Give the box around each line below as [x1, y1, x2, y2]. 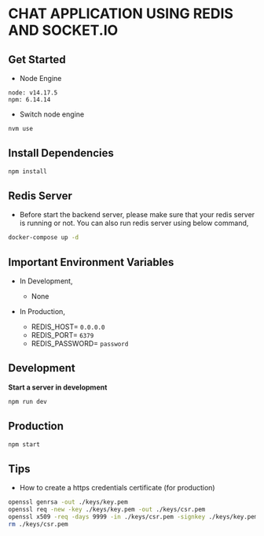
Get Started [8, 53, 66, 66]
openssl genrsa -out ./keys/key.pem [8, 498, 128, 506]
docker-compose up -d [8, 234, 79, 242]
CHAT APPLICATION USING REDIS [8, 5, 234, 23]
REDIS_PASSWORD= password [31, 339, 129, 349]
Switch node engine [19, 109, 85, 119]
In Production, [19, 307, 65, 316]
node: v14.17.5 [8, 89, 58, 97]
